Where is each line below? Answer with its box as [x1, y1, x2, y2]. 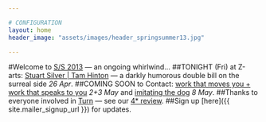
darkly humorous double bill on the [125, 71, 240, 81]
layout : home [8, 26, 52, 34]
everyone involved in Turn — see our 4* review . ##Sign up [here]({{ [8, 96, 230, 106]
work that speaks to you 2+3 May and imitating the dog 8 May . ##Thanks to [8, 88, 259, 97]
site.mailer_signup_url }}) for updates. [8, 104, 131, 114]
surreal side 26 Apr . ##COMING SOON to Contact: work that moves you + [8, 79, 251, 89]
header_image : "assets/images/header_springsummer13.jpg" [8, 33, 205, 41]
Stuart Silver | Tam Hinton [25, 71, 109, 81]
